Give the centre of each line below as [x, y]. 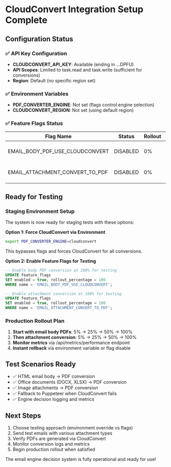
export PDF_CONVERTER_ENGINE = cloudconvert [51, 242]
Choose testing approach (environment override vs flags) [73, 427]
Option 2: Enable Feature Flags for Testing [51, 261]
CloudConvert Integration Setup [74, 9]
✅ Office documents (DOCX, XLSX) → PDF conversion [70, 382]
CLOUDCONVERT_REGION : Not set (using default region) [73, 110]
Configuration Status [39, 39]
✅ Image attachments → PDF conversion [55, 388]
